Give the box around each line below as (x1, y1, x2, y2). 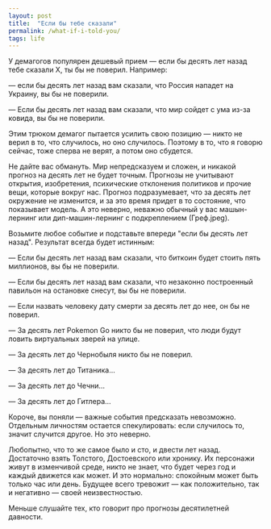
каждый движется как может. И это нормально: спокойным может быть (8, 471, 259, 481)
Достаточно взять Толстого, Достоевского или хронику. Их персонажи (8, 453, 256, 464)
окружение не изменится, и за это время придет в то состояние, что (8, 196, 246, 206)
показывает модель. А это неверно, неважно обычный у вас (8, 205, 218, 215)
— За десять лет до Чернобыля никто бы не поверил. (8, 350, 194, 360)
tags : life (8, 34, 45, 43)
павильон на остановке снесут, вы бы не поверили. (8, 285, 187, 295)
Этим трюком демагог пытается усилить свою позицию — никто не (8, 129, 244, 139)
